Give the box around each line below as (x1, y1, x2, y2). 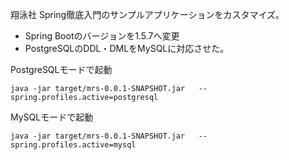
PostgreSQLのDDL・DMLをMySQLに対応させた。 (24, 43, 230, 54)
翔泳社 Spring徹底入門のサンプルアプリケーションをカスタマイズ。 (10, 9, 285, 20)
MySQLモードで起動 (10, 111, 94, 123)
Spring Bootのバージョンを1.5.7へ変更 (24, 30, 180, 42)
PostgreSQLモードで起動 (10, 64, 113, 75)
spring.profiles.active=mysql (10, 140, 137, 150)
